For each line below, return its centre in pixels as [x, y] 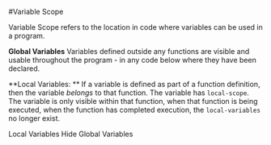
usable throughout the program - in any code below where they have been [132, 60]
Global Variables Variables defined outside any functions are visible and [129, 51]
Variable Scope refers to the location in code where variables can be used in [135, 27]
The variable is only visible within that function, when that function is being [133, 101]
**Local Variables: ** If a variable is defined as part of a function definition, [134, 84]
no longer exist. [34, 118]
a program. [27, 36]
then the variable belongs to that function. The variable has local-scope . [129, 93]
